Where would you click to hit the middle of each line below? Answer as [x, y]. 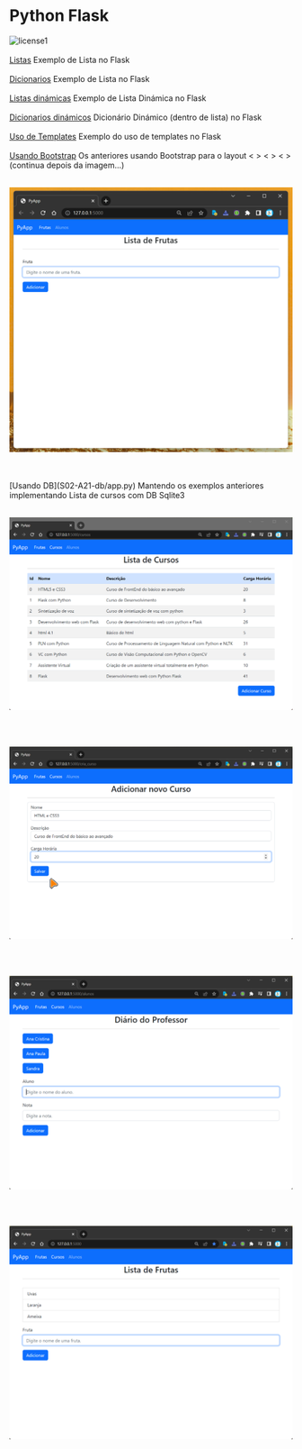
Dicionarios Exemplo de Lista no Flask [80, 78]
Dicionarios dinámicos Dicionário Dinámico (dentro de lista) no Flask [136, 117]
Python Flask [59, 16]
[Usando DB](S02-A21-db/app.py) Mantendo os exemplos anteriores [137, 485]
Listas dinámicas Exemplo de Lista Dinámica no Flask [108, 98]
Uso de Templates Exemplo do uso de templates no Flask [115, 136]
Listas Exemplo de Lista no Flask [70, 59]
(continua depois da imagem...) [67, 165]
